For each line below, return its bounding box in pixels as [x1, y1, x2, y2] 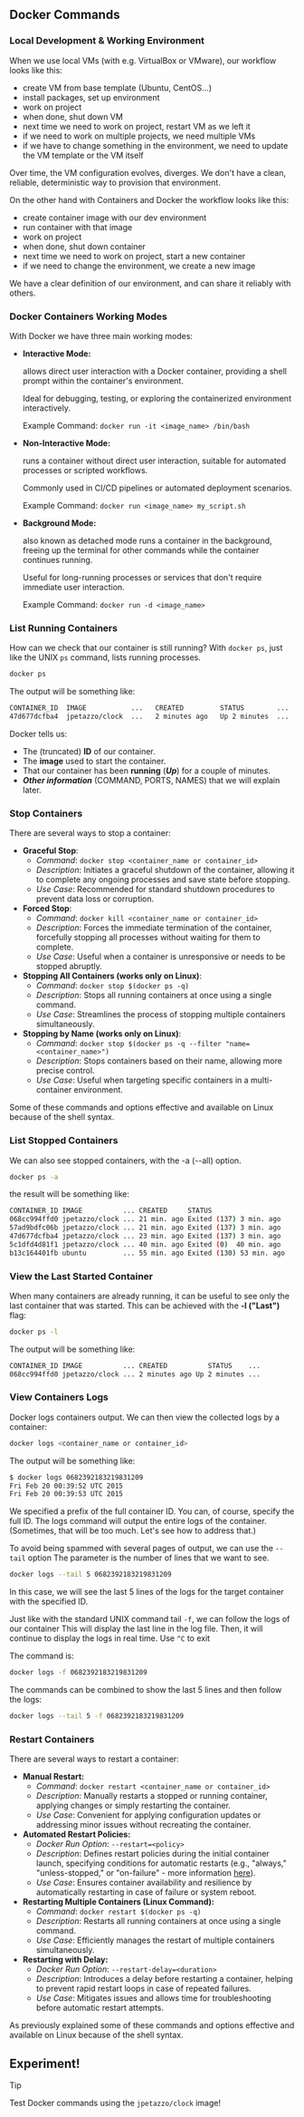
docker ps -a [9, 1172, 59, 1181]
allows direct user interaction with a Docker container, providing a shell [22, 365, 288, 376]
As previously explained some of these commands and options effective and [9, 2020, 295, 2031]
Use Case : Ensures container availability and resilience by [35, 1877, 252, 1889]
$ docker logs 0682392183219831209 [9, 1472, 144, 1481]
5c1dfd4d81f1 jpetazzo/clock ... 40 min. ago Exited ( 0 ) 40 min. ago [9, 1239, 281, 1249]
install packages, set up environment [22, 92, 160, 102]
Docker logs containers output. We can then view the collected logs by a [9, 1412, 280, 1423]
